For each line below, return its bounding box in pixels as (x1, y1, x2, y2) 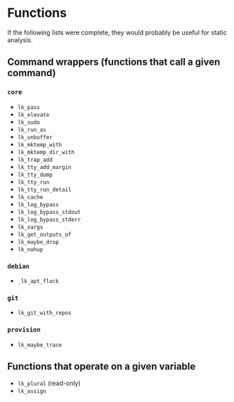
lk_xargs (17, 223, 44, 230)
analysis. (7, 35, 33, 44)
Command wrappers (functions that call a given (7, 56, 221, 68)
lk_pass (17, 103, 40, 111)
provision (7, 326, 41, 334)
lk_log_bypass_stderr (17, 216, 81, 223)
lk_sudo (17, 118, 40, 126)
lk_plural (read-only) (17, 379, 81, 388)
